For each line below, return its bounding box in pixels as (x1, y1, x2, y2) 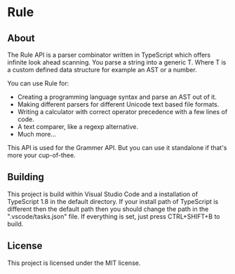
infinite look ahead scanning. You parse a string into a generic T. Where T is (7, 58, 227, 67)
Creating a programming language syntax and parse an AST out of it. (17, 93, 217, 101)
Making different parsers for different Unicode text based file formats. (17, 100, 220, 109)
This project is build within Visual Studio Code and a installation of (7, 190, 199, 198)
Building (7, 171, 44, 183)
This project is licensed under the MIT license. (7, 259, 141, 267)
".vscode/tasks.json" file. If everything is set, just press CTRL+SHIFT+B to (7, 212, 220, 221)
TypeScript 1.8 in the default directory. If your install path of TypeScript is (7, 197, 219, 205)
